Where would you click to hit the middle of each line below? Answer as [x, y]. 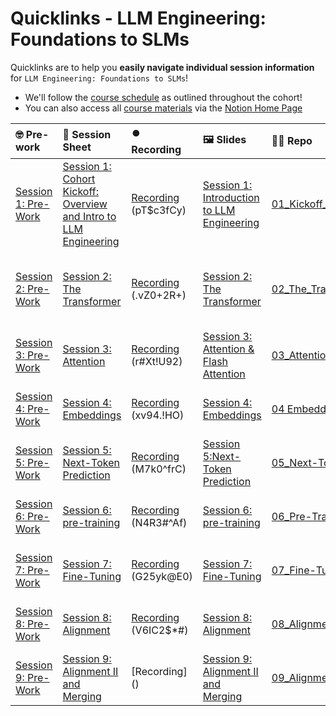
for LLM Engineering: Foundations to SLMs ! [99, 78]
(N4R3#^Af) [159, 522]
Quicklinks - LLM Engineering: [138, 18]
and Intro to [89, 216]
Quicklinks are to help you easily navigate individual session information [162, 67]
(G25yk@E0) [162, 576]
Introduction [231, 197]
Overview [85, 204]
